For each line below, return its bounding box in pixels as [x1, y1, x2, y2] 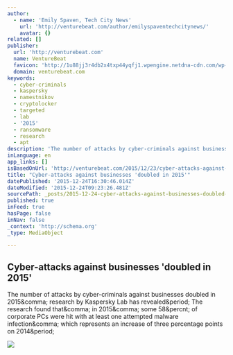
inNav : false [7, 216, 45, 223]
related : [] [7, 36, 42, 43]
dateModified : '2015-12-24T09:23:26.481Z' [7, 184, 132, 191]
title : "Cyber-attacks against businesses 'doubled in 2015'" [7, 171, 191, 178]
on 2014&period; [7, 327, 55, 336]
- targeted [13, 107, 45, 114]
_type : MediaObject [7, 230, 64, 236]
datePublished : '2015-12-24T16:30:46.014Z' [7, 177, 135, 184]
